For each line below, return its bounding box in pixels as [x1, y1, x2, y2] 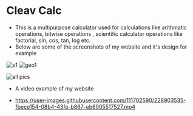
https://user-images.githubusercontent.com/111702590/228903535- [15, 97, 186, 104]
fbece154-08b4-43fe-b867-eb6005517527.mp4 [15, 103, 135, 110]
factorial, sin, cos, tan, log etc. [15, 36, 91, 44]
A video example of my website [15, 84, 94, 92]
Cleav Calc [6, 4, 62, 18]
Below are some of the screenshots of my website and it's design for [15, 43, 188, 50]
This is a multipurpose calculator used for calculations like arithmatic [15, 24, 187, 31]
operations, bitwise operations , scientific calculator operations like [15, 30, 183, 37]
